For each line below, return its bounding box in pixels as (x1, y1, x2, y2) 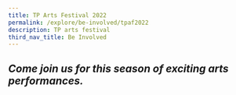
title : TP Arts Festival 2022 (8, 11, 107, 19)
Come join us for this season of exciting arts (8, 62, 229, 75)
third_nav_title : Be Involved (8, 33, 107, 41)
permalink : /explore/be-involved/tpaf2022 (8, 19, 149, 26)
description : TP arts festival (8, 26, 111, 33)
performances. (8, 74, 84, 87)
